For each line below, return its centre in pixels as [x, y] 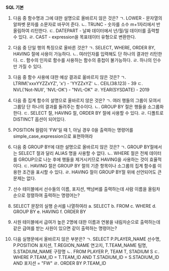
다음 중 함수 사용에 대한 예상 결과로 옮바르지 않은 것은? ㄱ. [69, 77]
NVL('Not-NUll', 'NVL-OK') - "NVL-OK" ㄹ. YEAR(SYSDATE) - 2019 [81, 90]
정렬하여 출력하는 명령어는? [53, 195]
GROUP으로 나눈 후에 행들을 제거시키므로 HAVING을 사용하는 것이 [83, 159]
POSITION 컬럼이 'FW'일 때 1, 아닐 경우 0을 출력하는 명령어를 [73, 130]
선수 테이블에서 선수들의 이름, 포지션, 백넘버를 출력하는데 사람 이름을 [80, 189]
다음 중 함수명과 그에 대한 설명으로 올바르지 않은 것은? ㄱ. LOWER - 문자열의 [88, 18]
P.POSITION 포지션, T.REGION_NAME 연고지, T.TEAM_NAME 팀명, [80, 245]
